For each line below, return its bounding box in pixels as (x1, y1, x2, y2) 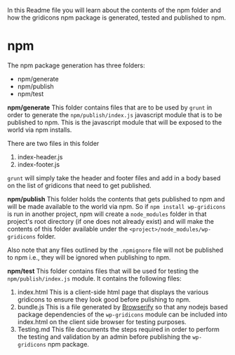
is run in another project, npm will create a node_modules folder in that (7, 210, 207, 218)
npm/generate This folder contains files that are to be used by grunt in (7, 103, 213, 112)
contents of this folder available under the (7, 225, 128, 233)
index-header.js (17, 152, 63, 161)
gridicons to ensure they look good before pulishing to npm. (17, 295, 191, 304)
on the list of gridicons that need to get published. (7, 181, 152, 189)
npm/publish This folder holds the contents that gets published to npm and (7, 194, 225, 203)
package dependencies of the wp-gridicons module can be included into (17, 310, 228, 319)
